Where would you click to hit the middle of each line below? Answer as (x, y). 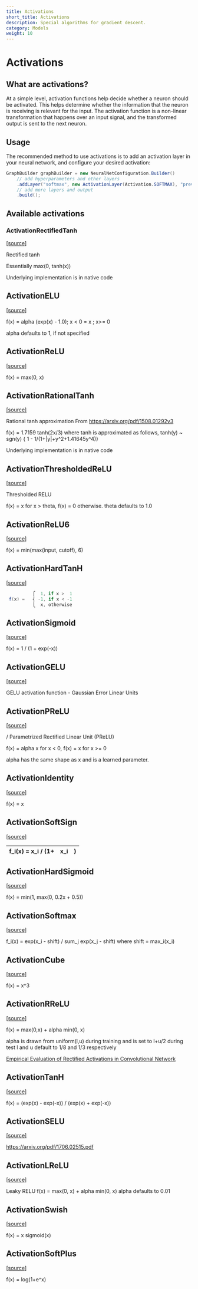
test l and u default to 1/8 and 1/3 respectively (61, 1047)
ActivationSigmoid (41, 623)
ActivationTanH (35, 1077)
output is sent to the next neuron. (47, 124)
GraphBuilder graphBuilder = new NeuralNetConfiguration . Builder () (91, 173)
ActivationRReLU (38, 1004)
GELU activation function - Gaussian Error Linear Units (72, 693)
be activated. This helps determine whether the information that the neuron (97, 105)
